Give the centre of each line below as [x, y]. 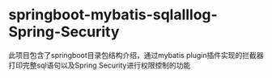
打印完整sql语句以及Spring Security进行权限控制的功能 [100, 65]
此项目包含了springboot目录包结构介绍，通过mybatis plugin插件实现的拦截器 [136, 55]
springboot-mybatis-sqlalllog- [113, 15]
